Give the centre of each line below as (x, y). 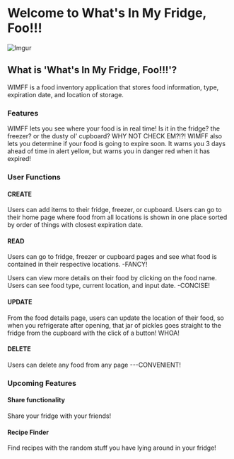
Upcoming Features (42, 383)
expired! (19, 159)
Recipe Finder (28, 432)
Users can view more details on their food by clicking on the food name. (112, 278)
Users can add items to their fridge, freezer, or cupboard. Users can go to (115, 210)
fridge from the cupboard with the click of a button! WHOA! (94, 333)
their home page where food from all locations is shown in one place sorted (117, 217)
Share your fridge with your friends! (59, 416)
